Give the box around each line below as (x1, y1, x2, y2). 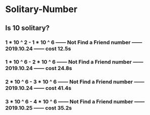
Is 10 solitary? (5, 24, 50, 32)
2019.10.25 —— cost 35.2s (5, 104, 72, 111)
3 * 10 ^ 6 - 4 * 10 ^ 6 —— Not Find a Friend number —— (5, 98, 145, 105)
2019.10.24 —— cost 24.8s (5, 65, 72, 72)
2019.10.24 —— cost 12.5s (5, 45, 71, 52)
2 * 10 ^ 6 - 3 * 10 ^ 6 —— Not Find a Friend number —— (5, 78, 145, 85)
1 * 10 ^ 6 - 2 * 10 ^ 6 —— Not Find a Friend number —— (5, 59, 143, 66)
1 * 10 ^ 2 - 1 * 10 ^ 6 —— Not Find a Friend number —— (5, 39, 142, 46)
